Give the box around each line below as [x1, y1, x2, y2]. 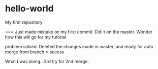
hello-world [5, 3, 54, 14]
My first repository [5, 19, 43, 25]
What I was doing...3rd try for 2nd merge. [5, 58, 89, 64]
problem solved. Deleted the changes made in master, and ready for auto [5, 43, 154, 49]
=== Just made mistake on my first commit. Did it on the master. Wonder [5, 29, 153, 34]
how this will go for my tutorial [5, 34, 66, 40]
